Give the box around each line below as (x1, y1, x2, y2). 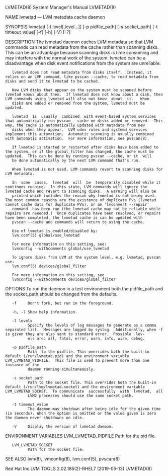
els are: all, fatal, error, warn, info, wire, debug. (27, 336, 145, 341)
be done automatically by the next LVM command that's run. (12, 158, 141, 163)
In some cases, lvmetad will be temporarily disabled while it (12, 180, 161, 185)
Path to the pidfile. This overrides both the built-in (27, 349, 150, 354)
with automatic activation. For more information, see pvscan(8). (5, 136, 150, 141)
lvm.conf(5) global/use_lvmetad (12, 233, 80, 238)
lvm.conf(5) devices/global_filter (12, 264, 87, 269)
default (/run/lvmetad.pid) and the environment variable (5, 354, 129, 359)
